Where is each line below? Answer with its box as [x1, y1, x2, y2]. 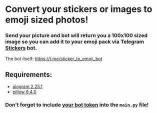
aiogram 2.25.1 [12, 83, 42, 89]
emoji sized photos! [5, 14, 88, 25]
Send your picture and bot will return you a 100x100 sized [5, 32, 148, 39]
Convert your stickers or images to [5, 3, 152, 15]
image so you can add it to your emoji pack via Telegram [5, 38, 144, 45]
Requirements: [5, 70, 52, 78]
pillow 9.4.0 [12, 89, 36, 95]
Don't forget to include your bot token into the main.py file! [5, 101, 149, 108]
